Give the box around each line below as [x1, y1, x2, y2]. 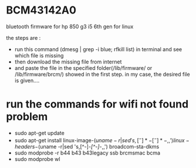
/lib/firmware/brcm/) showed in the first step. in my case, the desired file [14, 70, 190, 78]
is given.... [14, 77, 40, 84]
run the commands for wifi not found [6, 98, 189, 111]
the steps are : [6, 34, 41, 41]
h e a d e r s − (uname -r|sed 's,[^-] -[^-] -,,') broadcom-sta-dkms [14, 143, 160, 150]
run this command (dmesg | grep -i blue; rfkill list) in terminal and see [14, 45, 183, 53]
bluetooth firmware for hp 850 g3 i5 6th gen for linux [6, 23, 134, 30]
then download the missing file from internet [14, 58, 122, 65]
